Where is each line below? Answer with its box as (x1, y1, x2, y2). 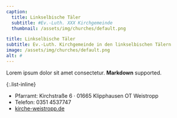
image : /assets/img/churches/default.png (6, 47, 110, 54)
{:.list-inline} (6, 80, 36, 88)
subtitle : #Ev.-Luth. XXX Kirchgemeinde (11, 20, 113, 26)
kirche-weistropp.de (14, 105, 65, 112)
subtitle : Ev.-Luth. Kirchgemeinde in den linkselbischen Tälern (6, 42, 171, 48)
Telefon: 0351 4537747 (14, 98, 71, 105)
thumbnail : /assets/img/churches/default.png (11, 25, 127, 32)
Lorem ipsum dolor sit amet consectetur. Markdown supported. (6, 69, 162, 76)
